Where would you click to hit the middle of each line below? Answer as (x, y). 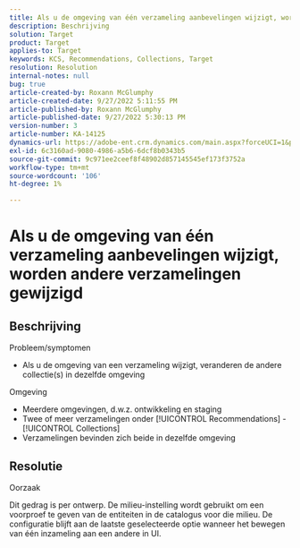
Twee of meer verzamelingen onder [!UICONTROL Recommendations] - (154, 419)
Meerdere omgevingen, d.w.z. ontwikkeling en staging (122, 409)
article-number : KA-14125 (57, 134)
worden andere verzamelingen (125, 274)
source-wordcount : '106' (55, 176)
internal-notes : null (50, 76)
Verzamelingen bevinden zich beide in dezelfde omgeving (129, 438)
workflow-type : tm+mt (50, 167)
